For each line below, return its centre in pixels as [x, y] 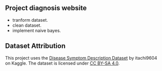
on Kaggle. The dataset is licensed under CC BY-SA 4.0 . [62, 63]
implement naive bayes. [36, 30]
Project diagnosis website [46, 8]
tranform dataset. [30, 20]
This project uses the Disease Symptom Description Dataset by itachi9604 [81, 58]
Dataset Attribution [35, 46]
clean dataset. [27, 25]
